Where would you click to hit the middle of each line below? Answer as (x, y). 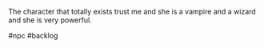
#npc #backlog (33, 36)
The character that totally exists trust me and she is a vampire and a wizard (132, 12)
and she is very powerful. (50, 20)
